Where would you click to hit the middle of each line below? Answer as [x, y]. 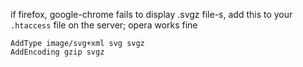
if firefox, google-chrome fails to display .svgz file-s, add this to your [151, 14]
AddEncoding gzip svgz [57, 52]
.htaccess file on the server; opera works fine [104, 25]
